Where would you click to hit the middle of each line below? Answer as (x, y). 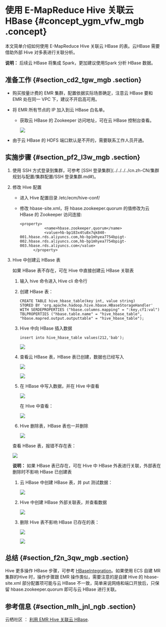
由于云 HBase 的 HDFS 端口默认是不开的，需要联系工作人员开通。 (80, 140)
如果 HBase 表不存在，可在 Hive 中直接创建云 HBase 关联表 (73, 270)
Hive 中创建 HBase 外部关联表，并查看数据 (63, 502)
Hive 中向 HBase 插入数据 (46, 328)
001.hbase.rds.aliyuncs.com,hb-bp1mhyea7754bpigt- (73, 237)
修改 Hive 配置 (27, 187)
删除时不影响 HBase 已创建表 (42, 472)
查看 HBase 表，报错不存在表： (44, 446)
